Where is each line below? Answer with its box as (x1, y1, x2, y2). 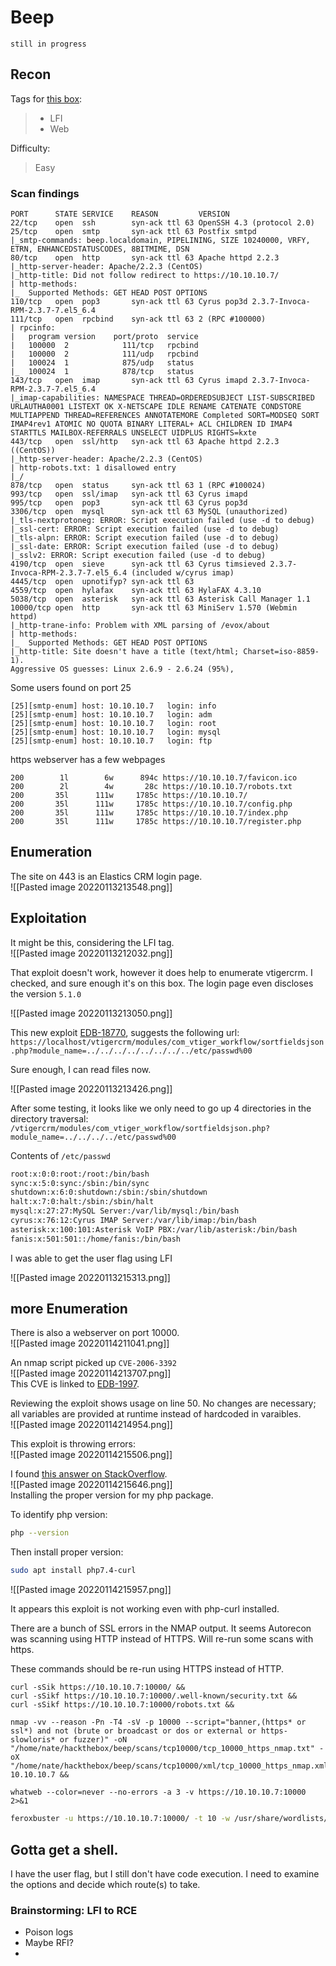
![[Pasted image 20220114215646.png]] (10, 1479, 173, 1491)
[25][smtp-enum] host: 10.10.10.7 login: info (10, 701, 217, 711)
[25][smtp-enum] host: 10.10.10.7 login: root (10, 719, 217, 729)
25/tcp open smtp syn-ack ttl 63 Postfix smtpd (10, 227, 257, 237)
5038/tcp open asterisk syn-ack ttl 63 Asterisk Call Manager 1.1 (10, 594, 311, 605)
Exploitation (10, 910, 87, 927)
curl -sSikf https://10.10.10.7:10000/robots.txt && (10, 1700, 235, 1710)
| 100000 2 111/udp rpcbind (10, 349, 199, 360)
